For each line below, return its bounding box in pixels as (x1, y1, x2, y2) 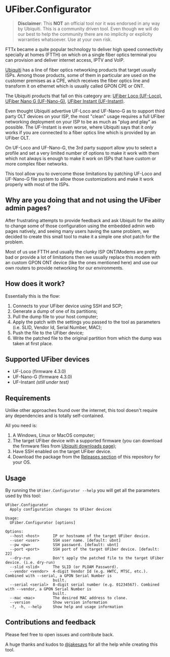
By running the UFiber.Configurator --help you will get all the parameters (5, 487, 160, 493)
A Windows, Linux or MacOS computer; (12, 432, 95, 438)
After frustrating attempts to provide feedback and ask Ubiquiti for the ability (5, 217, 165, 223)
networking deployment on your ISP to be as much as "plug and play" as (5, 118, 157, 125)
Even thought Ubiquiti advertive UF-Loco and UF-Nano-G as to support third (5, 108, 165, 114)
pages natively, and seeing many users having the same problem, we (5, 228, 149, 234)
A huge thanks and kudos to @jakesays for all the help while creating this (5, 641, 158, 647)
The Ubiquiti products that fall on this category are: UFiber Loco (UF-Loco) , (5, 93, 163, 99)
